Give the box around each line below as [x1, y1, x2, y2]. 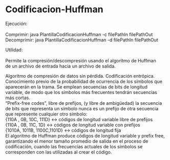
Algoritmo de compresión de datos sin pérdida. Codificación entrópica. [5, 73, 155, 79]
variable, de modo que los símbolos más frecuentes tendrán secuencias [5, 89, 158, 95]
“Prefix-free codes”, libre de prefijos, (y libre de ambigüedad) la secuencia [5, 100, 162, 106]
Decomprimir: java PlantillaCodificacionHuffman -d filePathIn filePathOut [5, 37, 159, 43]
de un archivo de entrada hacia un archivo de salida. [5, 63, 116, 69]
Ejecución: [5, 20, 28, 27]
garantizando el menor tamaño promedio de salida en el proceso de [5, 138, 148, 144]
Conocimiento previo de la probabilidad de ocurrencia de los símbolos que [5, 78, 163, 84]
